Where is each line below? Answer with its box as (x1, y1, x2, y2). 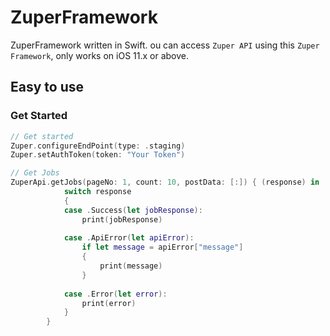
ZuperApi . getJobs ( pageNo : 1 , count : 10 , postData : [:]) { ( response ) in (10, 177, 320, 188)
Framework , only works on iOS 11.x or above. (10, 49, 190, 61)
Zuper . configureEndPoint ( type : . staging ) (10, 141, 186, 151)
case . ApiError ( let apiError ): (63, 233, 195, 243)
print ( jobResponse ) (81, 214, 163, 225)
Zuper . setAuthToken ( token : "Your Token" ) (10, 150, 186, 160)
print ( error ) (81, 298, 137, 308)
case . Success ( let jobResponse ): (63, 205, 203, 215)
